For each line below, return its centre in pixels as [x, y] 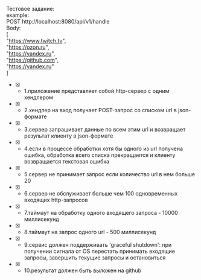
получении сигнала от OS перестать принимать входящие [99, 251]
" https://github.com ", [32, 60]
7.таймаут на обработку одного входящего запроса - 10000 [101, 213]
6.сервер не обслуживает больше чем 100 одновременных [101, 193]
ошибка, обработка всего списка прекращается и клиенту [100, 155]
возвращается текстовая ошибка [67, 161]
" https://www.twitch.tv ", [36, 41]
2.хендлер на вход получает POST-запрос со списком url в [100, 110]
